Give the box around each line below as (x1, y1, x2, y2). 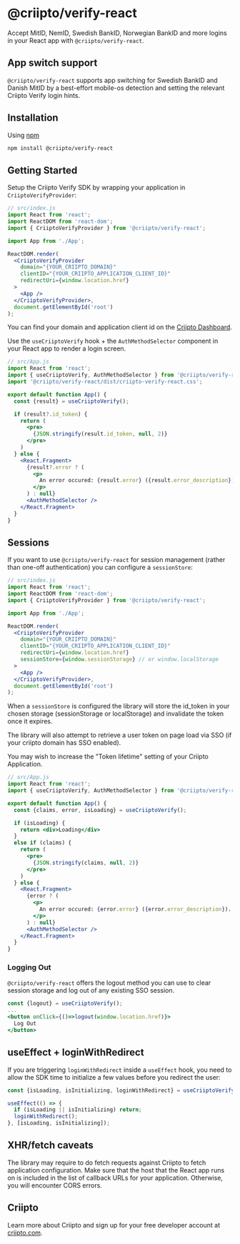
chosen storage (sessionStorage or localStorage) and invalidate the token (7, 709, 224, 718)
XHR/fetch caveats (7, 1139, 94, 1151)
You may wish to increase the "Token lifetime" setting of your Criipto (7, 752, 209, 761)
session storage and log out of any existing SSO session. (7, 986, 175, 995)
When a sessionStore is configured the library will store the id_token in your (7, 702, 230, 711)
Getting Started (7, 164, 78, 176)
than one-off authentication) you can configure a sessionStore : (7, 563, 193, 572)
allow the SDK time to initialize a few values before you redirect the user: (7, 1073, 221, 1081)
